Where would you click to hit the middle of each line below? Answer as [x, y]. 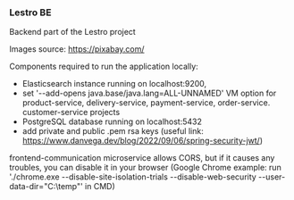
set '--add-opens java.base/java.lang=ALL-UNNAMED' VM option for [149, 93]
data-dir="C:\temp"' [46, 187]
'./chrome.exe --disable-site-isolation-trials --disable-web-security [133, 177]
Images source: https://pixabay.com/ [77, 49]
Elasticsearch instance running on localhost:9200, [114, 84]
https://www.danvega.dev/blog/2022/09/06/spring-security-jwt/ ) [143, 141]
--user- [272, 177]
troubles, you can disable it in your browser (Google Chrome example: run [145, 168]
